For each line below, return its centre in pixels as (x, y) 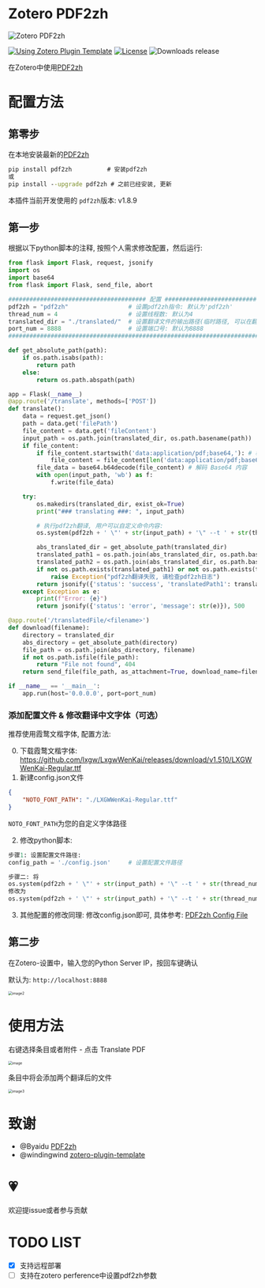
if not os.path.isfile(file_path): (81, 657)
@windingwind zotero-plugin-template (82, 1154)
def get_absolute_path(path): (58, 350)
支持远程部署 (40, 1265)
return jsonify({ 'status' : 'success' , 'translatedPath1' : (134, 584)
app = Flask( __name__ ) (45, 394)
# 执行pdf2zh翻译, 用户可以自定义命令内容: (100, 526)
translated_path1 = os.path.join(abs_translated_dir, (127, 555)
